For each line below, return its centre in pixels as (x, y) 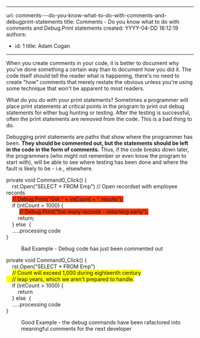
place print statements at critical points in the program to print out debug (95, 106)
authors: (16, 34)
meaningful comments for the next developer (76, 329)
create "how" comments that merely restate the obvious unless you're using (99, 82)
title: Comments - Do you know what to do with (122, 22)
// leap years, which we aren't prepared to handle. (73, 279)
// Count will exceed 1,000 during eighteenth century (76, 273)
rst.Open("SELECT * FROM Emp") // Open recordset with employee (94, 186)
